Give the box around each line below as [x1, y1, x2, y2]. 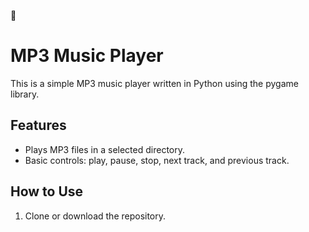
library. [10, 88, 40, 100]
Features [10, 117, 67, 134]
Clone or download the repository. [24, 210, 167, 222]
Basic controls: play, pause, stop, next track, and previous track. [24, 154, 290, 166]
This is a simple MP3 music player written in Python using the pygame [10, 77, 299, 89]
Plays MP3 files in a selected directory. [24, 143, 185, 155]
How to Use [10, 183, 84, 200]
